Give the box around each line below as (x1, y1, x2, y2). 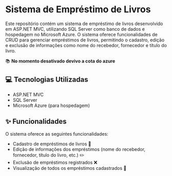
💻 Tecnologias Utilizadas (5, 75, 88, 84)
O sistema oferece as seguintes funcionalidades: (5, 130, 109, 137)
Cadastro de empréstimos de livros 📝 (12, 141, 91, 147)
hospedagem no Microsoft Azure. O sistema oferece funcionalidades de (5, 31, 158, 37)
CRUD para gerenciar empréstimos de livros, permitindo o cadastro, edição (5, 37, 165, 43)
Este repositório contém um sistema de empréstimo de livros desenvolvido (5, 20, 163, 27)
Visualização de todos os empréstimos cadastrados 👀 (12, 165, 127, 171)
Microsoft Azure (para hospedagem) (12, 102, 90, 108)
